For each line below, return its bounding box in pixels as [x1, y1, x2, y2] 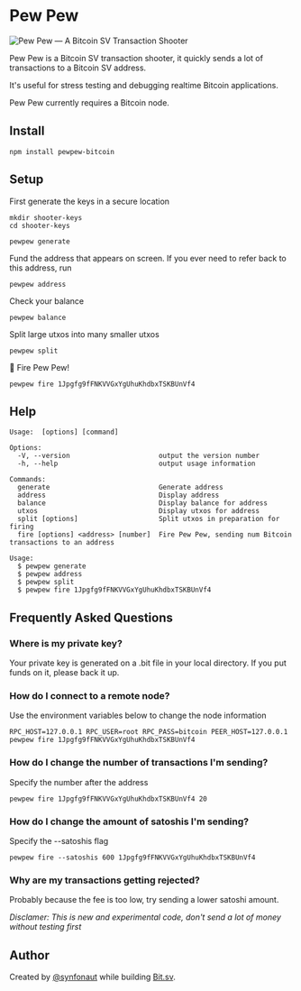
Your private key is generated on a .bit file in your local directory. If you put [9, 657, 287, 668]
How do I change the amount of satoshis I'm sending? [9, 815, 250, 828]
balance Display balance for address [17, 499, 269, 508]
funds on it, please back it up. [9, 667, 120, 678]
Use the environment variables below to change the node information [9, 710, 267, 721]
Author [9, 948, 50, 963]
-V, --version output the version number [17, 452, 260, 461]
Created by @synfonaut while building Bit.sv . [9, 971, 176, 983]
